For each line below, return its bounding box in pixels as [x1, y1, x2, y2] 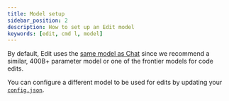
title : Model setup [7, 10, 65, 18]
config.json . [7, 85, 45, 94]
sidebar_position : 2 [7, 17, 69, 24]
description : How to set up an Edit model [7, 23, 135, 30]
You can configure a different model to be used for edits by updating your [7, 78, 223, 87]
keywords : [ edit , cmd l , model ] [7, 30, 103, 37]
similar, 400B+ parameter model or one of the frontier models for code [7, 57, 214, 66]
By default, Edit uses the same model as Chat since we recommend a [7, 49, 210, 58]
